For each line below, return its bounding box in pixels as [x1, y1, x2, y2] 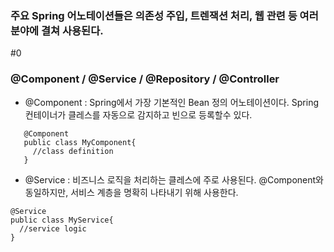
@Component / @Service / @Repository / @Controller [10, 72, 280, 86]
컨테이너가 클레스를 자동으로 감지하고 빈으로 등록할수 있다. [24, 108, 253, 121]
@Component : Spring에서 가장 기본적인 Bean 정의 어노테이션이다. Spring [24, 96, 319, 108]
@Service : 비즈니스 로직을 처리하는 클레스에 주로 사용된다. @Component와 [24, 173, 324, 186]
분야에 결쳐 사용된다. [10, 23, 104, 37]
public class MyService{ [10, 215, 114, 225]
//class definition [32, 146, 114, 156]
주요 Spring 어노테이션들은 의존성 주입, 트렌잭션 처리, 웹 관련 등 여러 [10, 8, 319, 22]
